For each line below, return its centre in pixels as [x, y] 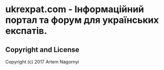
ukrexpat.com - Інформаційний [75, 9]
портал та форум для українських [82, 20]
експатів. [26, 31]
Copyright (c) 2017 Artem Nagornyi [42, 62]
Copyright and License [42, 49]
